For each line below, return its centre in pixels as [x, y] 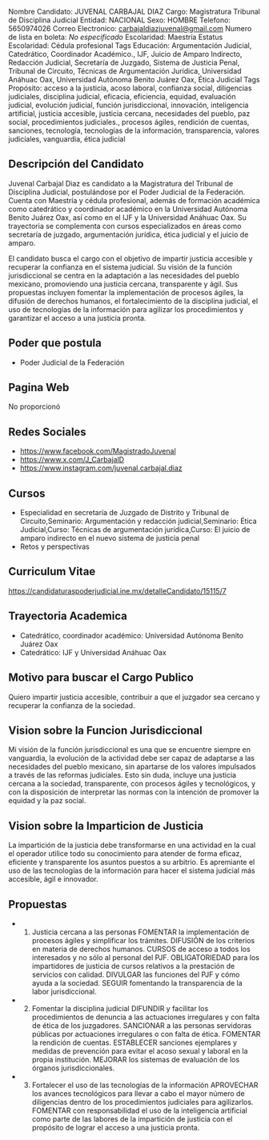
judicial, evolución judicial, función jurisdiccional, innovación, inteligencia [128, 105]
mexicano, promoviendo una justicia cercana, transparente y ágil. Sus [123, 284]
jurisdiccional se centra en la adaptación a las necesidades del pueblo [124, 275]
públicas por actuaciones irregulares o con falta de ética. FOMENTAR [146, 1034]
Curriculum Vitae [52, 572]
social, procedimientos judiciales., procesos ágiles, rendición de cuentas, [129, 122]
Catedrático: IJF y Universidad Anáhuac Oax [93, 652]
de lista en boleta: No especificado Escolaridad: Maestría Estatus [116, 37]
